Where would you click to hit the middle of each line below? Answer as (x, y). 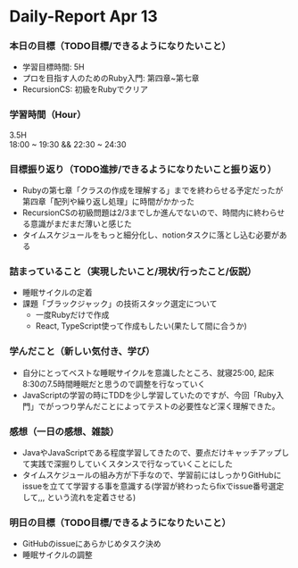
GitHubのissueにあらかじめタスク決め (92, 544)
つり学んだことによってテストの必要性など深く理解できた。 (170, 406)
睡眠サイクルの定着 (58, 293)
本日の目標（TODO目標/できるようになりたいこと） (120, 46)
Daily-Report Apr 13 (83, 17)
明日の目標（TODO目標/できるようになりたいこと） (120, 522)
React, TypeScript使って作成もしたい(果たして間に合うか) (141, 326)
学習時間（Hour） (48, 115)
